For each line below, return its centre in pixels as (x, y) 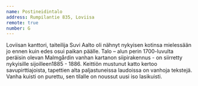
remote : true (22, 23)
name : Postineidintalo (34, 12)
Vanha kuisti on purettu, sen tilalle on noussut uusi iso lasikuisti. (84, 77)
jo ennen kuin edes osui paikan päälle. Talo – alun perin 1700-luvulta (90, 52)
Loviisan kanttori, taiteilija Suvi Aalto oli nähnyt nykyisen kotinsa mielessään (99, 45)
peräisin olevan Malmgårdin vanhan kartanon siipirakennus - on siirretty (95, 58)
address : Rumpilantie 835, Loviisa (50, 17)
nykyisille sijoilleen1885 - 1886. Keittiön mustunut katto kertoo (82, 64)
